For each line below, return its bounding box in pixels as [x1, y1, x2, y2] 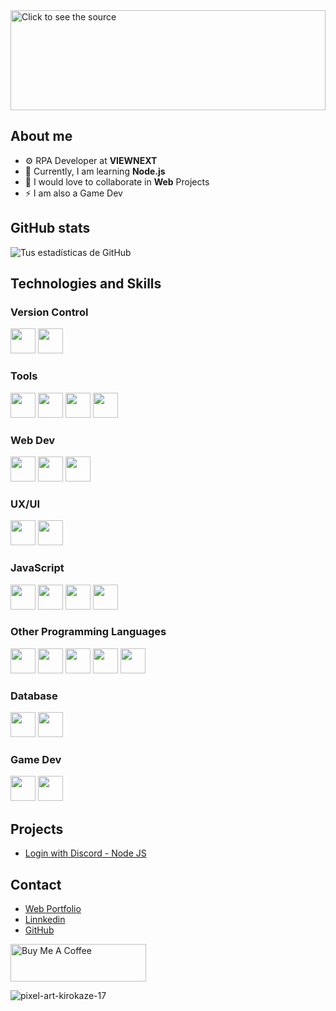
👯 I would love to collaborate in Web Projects [24, 175, 210, 188]
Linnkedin [24, 914, 66, 926]
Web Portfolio [24, 903, 82, 915]
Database [10, 689, 58, 703]
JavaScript [10, 561, 65, 575]
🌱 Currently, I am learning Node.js [24, 165, 166, 177]
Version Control [10, 305, 89, 319]
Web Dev [10, 433, 56, 447]
